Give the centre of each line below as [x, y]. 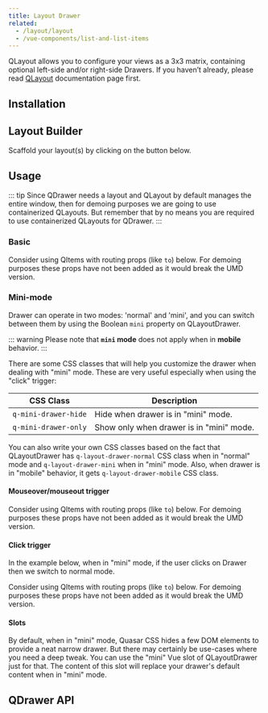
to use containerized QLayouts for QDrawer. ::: [85, 221]
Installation [37, 104]
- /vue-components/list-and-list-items [82, 38]
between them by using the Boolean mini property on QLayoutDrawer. [125, 323]
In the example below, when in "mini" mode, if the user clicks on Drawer [128, 563]
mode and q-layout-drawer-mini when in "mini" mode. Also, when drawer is [134, 464]
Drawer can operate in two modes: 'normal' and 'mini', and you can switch [132, 315]
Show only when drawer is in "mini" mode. [175, 427]
